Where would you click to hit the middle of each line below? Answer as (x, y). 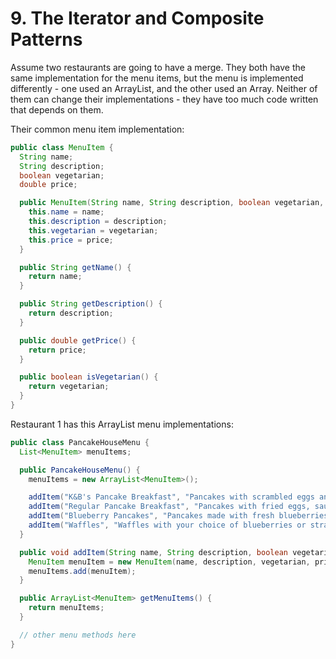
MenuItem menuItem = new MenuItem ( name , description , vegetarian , (169, 562)
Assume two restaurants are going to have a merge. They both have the (158, 67)
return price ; (57, 350)
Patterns (46, 39)
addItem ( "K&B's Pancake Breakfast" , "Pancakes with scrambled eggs (171, 497)
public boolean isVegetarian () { (89, 377)
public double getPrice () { (78, 340)
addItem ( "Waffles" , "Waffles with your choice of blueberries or (167, 525)
